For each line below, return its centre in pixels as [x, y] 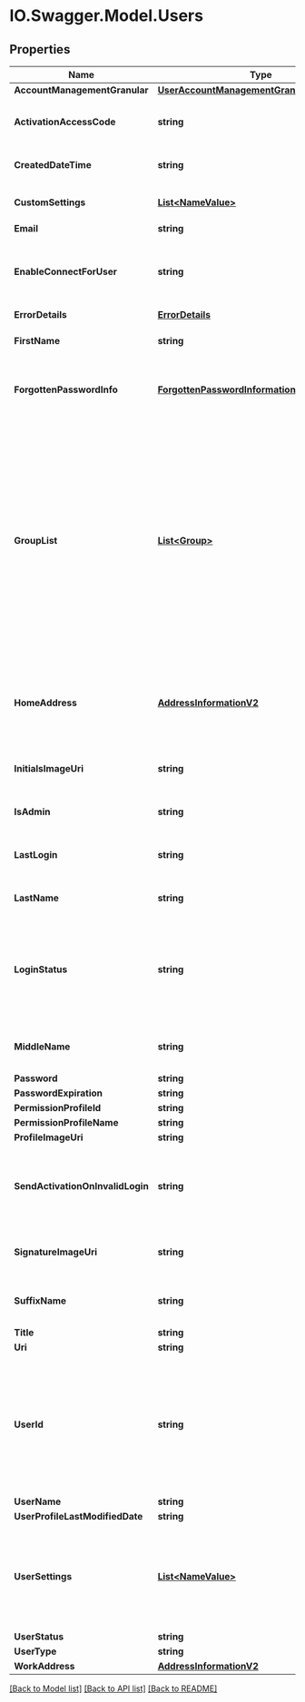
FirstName [37, 341]
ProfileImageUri [49, 1137]
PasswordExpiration [58, 1093]
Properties [40, 49]
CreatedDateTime [53, 165]
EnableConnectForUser [66, 271]
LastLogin [36, 855]
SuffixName [40, 1301]
